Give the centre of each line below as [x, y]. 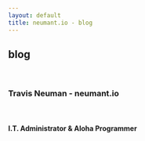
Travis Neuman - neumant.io [63, 93]
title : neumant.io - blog [50, 23]
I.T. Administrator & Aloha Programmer [72, 128]
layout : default [34, 15]
